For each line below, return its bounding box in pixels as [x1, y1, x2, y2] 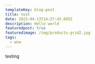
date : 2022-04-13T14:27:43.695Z [5, 16, 72, 21]
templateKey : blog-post [5, 7, 55, 12]
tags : [5, 35, 16, 40]
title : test [5, 12, 30, 17]
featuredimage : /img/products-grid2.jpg [5, 30, 91, 35]
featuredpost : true [5, 26, 46, 31]
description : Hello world [5, 21, 59, 26]
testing [5, 53, 19, 59]
